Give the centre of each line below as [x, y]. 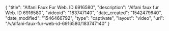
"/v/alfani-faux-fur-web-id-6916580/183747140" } [58, 23]
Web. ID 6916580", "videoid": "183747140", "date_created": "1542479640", [84, 13]
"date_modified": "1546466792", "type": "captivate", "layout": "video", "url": [85, 18]
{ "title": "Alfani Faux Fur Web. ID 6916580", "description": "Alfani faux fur [82, 7]
